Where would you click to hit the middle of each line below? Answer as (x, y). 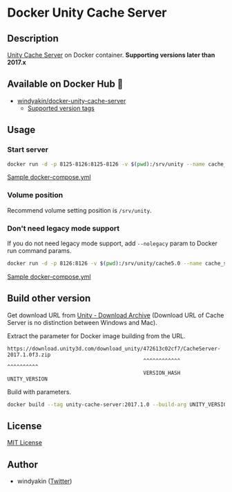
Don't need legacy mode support (63, 228)
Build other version (49, 298)
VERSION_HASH (162, 373)
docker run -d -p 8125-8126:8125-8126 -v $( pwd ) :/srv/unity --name (106, 164)
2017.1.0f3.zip (29, 355)
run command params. (39, 250)
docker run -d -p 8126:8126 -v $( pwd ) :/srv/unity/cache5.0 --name (105, 263)
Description (33, 38)
